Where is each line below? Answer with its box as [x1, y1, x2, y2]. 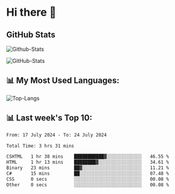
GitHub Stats [6, 30, 56, 40]
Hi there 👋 [6, 5, 56, 19]
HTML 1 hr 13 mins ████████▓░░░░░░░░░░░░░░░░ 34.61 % [6, 160, 170, 166]
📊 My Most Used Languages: [6, 76, 120, 86]
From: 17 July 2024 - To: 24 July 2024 [6, 132, 107, 138]
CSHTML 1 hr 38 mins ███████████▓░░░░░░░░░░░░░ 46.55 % [6, 154, 170, 160]
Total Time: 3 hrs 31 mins [6, 143, 74, 149]
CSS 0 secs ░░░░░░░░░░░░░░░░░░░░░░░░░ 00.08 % [6, 176, 170, 182]
